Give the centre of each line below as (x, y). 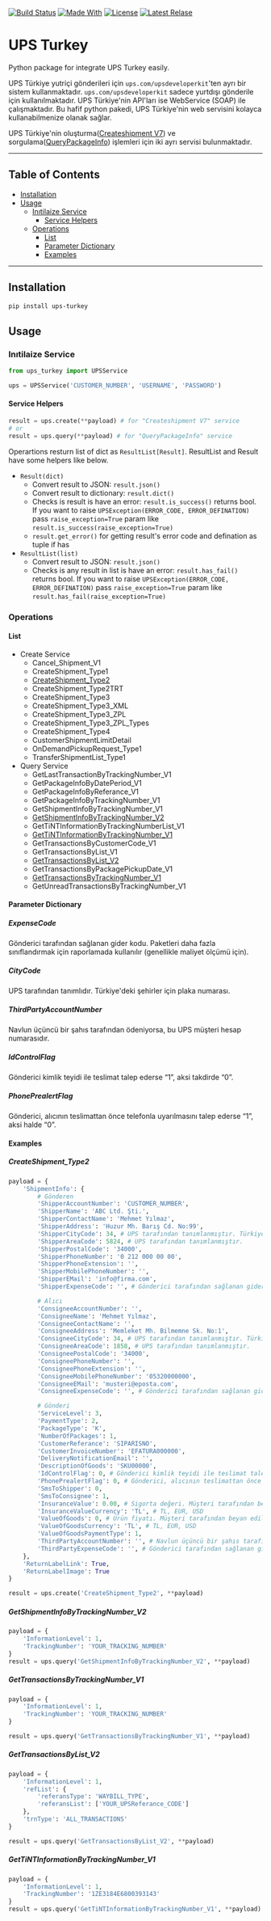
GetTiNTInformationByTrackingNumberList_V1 (108, 825)
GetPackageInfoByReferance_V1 (85, 792)
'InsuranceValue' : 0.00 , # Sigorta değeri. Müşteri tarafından (146, 1504)
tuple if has (51, 544)
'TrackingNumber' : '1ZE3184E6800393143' (92, 1894)
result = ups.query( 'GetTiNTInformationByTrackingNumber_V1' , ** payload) (135, 1909)
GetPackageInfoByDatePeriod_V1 (87, 783)
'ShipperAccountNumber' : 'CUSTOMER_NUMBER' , (113, 1204)
